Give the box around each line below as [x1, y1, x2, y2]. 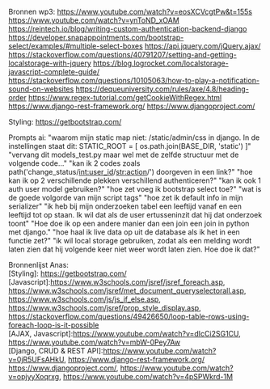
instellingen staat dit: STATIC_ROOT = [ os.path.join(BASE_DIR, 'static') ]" [8, 142, 252, 150]
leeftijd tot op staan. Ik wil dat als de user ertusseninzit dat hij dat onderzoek [8, 210, 263, 219]
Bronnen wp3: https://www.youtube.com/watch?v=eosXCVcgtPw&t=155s [8, 7, 253, 16]
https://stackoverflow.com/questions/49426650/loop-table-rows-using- [8, 311, 250, 321]
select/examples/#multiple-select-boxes [8, 41, 143, 51]
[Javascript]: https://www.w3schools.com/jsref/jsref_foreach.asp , [8, 277, 226, 286]
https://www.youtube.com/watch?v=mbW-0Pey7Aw [8, 337, 180, 347]
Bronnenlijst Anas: [8, 260, 69, 269]
